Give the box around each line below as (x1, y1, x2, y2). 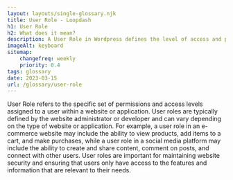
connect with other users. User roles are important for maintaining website (7, 152, 221, 160)
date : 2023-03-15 (7, 74, 58, 82)
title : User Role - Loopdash (7, 17, 92, 24)
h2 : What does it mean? (7, 29, 76, 37)
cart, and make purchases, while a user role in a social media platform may (7, 136, 221, 145)
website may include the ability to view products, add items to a (39, 129, 221, 138)
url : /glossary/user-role (7, 81, 82, 88)
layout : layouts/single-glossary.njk (7, 10, 116, 17)
